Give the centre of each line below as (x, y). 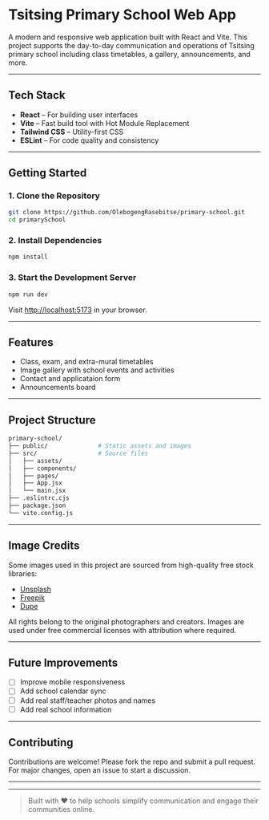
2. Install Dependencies (55, 241)
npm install (28, 257)
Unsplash (36, 589)
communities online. (61, 810)
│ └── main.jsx (37, 491)
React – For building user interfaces (79, 115)
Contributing (41, 743)
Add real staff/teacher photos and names (88, 700)
